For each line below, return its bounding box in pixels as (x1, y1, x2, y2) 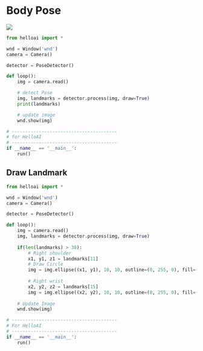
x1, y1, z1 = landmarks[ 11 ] (28, 256, 98, 262)
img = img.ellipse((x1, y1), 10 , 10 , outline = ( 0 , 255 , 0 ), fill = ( (28, 267, 199, 273)
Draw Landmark (6, 167, 68, 178)
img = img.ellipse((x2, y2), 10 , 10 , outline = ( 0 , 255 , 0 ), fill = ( (28, 289, 199, 295)
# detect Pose (17, 90, 53, 96)
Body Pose (6, 4, 62, 18)
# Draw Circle (28, 261, 63, 268)
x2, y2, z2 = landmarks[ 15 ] (28, 283, 98, 290)
